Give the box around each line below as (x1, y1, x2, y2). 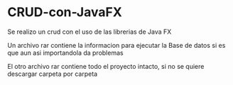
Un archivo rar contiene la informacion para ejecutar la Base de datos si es (7, 41, 226, 49)
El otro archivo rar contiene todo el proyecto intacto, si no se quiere (7, 62, 205, 70)
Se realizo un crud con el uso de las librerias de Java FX (7, 27, 172, 36)
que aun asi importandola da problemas (7, 48, 124, 57)
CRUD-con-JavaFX (7, 4, 122, 20)
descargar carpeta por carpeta (7, 70, 98, 78)
